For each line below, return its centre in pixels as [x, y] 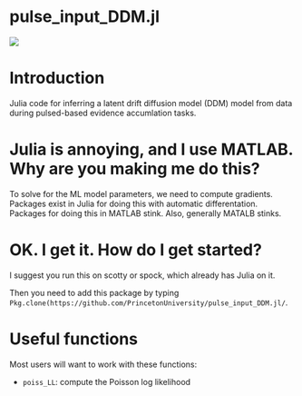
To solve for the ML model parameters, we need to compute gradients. [141, 193]
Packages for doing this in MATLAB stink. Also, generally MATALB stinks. [146, 213]
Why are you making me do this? [135, 169]
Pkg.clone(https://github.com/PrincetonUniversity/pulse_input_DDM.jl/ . [149, 302]
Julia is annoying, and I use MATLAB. [151, 149]
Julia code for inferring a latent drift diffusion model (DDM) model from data [151, 103]
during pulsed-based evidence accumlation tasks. [103, 113]
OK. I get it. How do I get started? [136, 250]
